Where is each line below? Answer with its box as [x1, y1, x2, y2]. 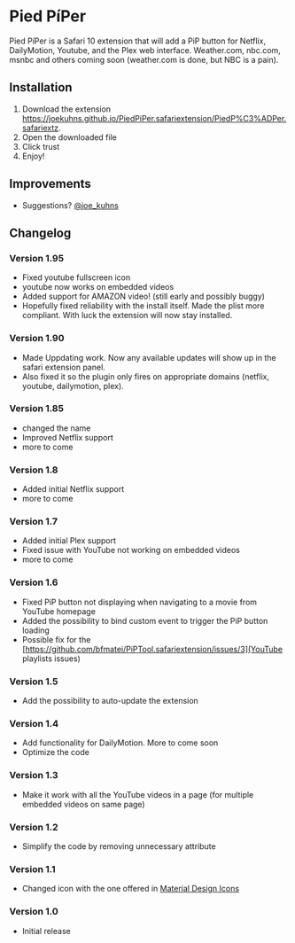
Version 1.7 [9, 516, 58, 528]
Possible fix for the [21, 634, 91, 644]
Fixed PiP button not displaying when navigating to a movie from [21, 596, 258, 607]
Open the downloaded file [21, 131, 117, 143]
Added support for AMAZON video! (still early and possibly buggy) [21, 291, 266, 302]
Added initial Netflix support [21, 484, 125, 495]
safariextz [21, 122, 59, 133]
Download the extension [21, 104, 112, 114]
